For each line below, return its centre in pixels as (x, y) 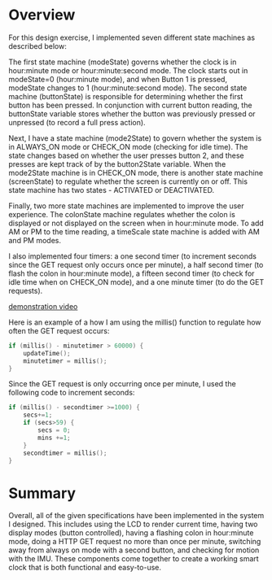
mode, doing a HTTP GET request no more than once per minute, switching (135, 542)
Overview (42, 15)
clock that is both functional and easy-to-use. (85, 568)
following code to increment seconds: (72, 393)
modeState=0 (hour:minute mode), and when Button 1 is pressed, (118, 79)
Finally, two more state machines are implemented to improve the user (126, 206)
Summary (42, 493)
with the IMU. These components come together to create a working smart (134, 559)
